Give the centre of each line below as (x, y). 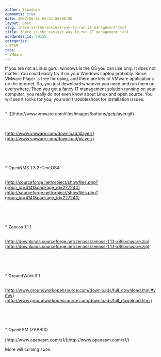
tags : (10, 50)
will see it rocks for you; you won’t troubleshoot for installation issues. (75, 99)
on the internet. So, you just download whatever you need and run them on (80, 84)
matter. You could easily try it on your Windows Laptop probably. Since (76, 74)
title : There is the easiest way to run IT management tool (67, 32)
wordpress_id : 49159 (26, 37)
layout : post (18, 23)
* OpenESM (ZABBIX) (26, 330)
